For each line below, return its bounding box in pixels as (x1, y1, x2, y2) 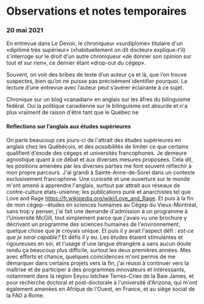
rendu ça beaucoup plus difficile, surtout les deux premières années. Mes (6, 246, 191, 253)
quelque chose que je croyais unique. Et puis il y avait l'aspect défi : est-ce (6, 227, 194, 234)
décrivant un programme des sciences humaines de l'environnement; (6, 221, 181, 228)
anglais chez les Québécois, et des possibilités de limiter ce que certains (6, 143, 189, 150)
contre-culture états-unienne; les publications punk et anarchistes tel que (6, 188, 191, 196)
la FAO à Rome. (6, 291, 44, 299)
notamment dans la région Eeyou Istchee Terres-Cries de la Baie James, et (6, 272, 194, 280)
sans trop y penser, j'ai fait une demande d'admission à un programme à (6, 207, 188, 214)
